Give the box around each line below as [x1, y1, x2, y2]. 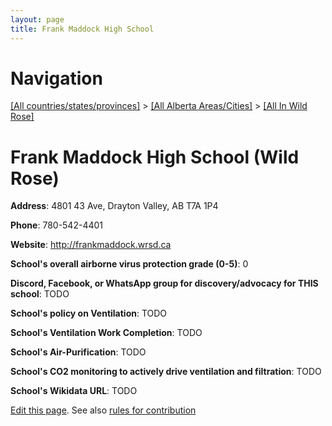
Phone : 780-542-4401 [10, 219, 104, 231]
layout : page [10, 14, 65, 25]
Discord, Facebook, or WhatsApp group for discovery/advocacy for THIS [10, 277, 319, 290]
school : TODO [10, 288, 70, 300]
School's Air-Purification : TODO [10, 346, 147, 358]
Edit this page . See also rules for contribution [10, 404, 197, 416]
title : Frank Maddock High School [10, 24, 155, 34]
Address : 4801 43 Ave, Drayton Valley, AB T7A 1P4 [10, 200, 219, 212]
